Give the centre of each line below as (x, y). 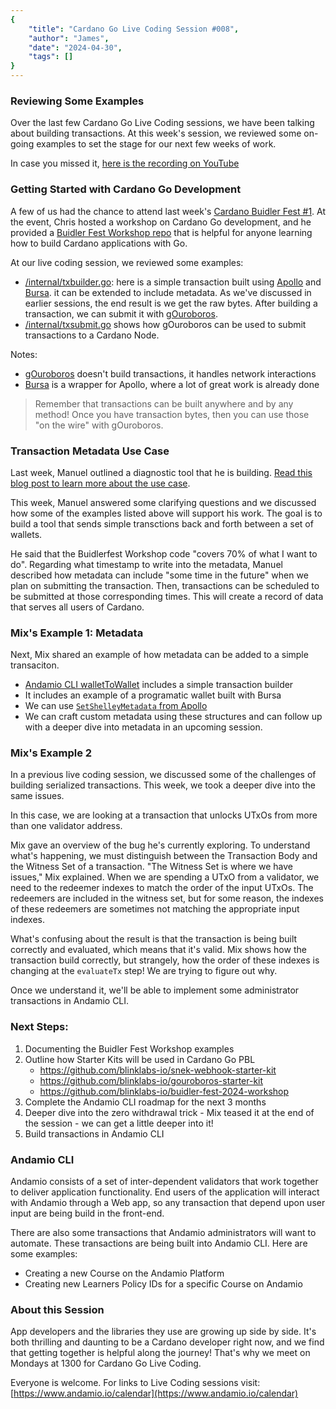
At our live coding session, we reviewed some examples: (127, 262)
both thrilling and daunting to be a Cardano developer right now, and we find (167, 1342)
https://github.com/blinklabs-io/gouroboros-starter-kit (151, 1080)
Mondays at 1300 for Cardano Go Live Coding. (106, 1363)
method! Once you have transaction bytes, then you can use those (172, 414)
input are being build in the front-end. (87, 1213)
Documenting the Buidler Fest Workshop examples (129, 1048)
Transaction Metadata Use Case (90, 451)
